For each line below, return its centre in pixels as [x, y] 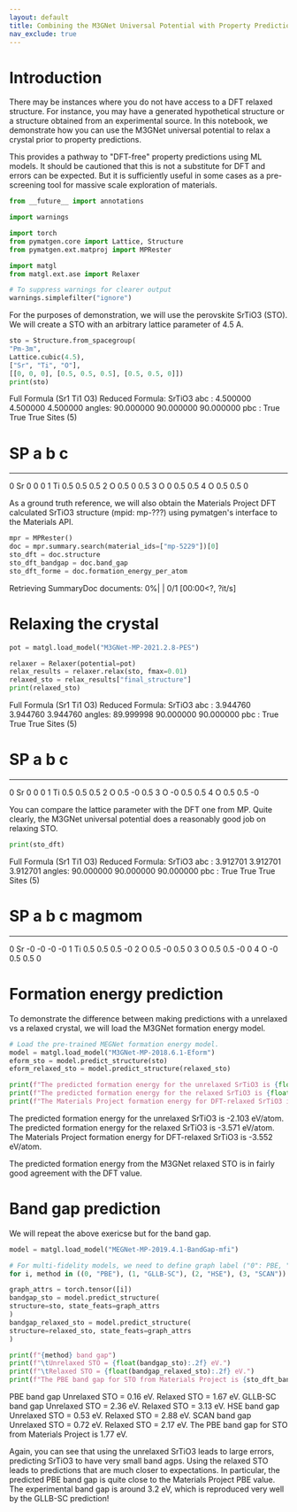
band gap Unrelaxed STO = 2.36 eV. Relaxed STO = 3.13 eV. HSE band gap [145, 1406]
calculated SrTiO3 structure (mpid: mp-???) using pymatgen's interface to [144, 513]
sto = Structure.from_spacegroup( [73, 341]
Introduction [56, 77]
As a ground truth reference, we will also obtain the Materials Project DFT [143, 503]
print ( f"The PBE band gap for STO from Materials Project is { [128, 1380]
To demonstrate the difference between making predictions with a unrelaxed [148, 1018]
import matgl [33, 266]
